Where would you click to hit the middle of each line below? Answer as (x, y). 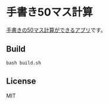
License (21, 81)
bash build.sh (24, 63)
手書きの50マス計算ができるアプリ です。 (56, 30)
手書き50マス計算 (50, 12)
